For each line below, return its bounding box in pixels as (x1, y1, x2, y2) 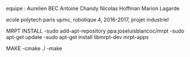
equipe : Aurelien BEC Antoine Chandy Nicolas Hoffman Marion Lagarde (6, 5, 180, 12)
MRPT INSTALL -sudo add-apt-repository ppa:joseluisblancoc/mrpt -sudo (6, 27, 185, 34)
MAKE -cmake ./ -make (6, 45, 63, 52)
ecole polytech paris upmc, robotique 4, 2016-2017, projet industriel (6, 16, 169, 23)
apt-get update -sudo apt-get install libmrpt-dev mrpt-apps (6, 34, 149, 40)
